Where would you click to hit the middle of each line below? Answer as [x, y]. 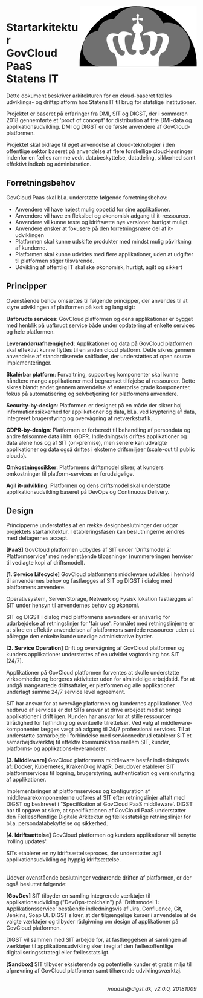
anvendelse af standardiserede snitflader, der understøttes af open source [99, 356]
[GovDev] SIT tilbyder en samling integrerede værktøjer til [79, 896]
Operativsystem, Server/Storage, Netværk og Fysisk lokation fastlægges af [100, 599]
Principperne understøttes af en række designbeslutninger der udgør [92, 525]
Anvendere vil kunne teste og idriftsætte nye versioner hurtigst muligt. [102, 222]
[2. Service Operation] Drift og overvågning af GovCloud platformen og [95, 648]
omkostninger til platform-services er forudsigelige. [70, 473]
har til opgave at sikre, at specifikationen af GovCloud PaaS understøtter [96, 811]
